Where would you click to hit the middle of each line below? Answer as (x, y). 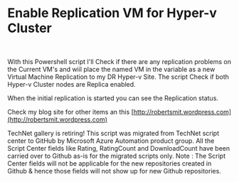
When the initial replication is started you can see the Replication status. (113, 98)
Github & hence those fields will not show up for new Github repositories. (115, 171)
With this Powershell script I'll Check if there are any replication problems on (119, 61)
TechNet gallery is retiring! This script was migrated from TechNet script (113, 133)
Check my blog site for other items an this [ (70, 112)
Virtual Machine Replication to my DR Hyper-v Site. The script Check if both (118, 77)
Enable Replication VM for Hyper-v (112, 13)
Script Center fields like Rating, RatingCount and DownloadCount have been (118, 148)
